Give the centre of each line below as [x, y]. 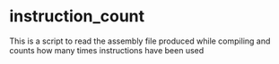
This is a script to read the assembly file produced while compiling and [140, 41]
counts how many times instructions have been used [107, 50]
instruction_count [77, 16]
